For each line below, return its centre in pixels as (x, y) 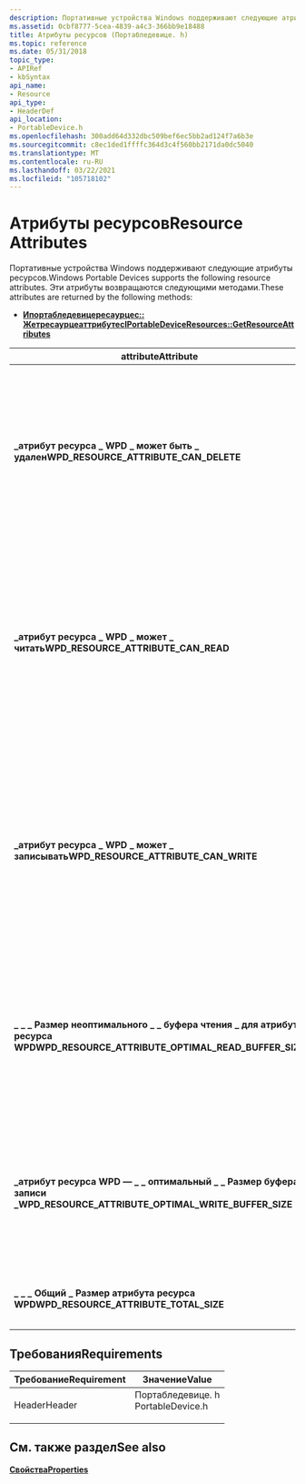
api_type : (28, 102)
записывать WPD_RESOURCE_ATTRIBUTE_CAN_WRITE (136, 856)
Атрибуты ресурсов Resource (126, 223)
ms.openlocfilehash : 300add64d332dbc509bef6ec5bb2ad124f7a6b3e (132, 136)
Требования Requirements (86, 1353)
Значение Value (177, 1379)
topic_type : (32, 60)
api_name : (28, 86)
